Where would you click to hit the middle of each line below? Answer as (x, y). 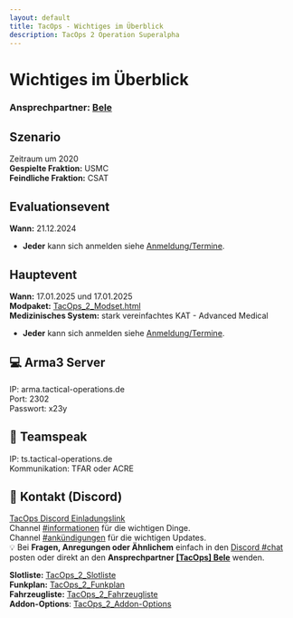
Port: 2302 (29, 399)
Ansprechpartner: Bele (61, 108)
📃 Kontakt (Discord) (66, 496)
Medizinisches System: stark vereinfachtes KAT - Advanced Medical (139, 315)
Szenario (35, 137)
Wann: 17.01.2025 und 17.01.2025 (71, 296)
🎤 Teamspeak (48, 437)
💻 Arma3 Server (57, 363)
